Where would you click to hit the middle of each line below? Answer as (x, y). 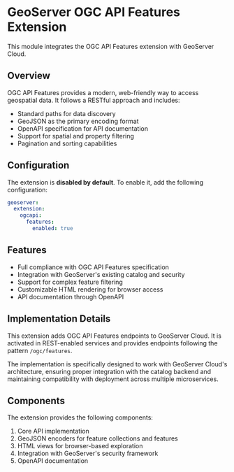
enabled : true (53, 229)
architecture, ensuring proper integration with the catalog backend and (109, 371)
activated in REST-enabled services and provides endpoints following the (112, 343)
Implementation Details (59, 319)
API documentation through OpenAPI (71, 296)
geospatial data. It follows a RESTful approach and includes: (94, 100)
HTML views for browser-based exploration (80, 446)
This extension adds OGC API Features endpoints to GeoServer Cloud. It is (115, 336)
